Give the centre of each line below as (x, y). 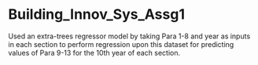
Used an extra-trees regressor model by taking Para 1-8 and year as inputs (129, 36)
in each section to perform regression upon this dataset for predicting (121, 44)
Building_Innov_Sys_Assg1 (96, 14)
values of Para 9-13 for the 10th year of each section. (94, 52)
